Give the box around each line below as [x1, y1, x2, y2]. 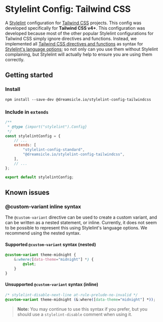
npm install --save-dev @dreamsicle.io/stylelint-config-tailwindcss [5, 97, 152, 102]
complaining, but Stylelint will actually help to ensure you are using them [5, 51, 153, 57]
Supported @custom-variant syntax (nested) [5, 241, 96, 247]
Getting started [5, 71, 53, 80]
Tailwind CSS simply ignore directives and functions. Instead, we [5, 36, 137, 42]
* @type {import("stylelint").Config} [7, 124, 87, 129]
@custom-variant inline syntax [5, 203, 81, 210]
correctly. [5, 56, 25, 62]
